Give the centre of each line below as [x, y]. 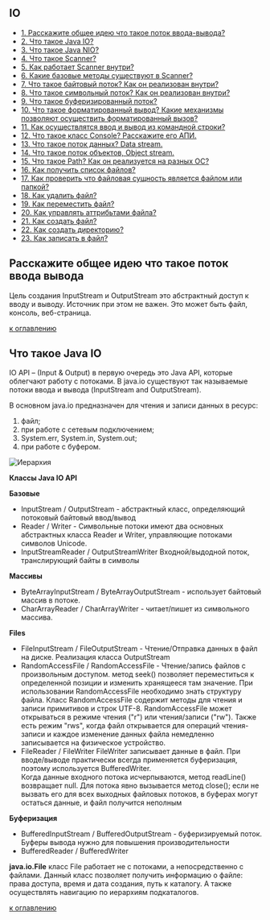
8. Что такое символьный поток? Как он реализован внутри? [125, 93]
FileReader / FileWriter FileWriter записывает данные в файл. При [131, 752]
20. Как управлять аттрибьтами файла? [88, 212]
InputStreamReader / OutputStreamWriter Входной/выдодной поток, [135, 552]
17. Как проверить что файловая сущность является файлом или [131, 178]
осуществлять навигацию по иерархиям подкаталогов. [104, 893]
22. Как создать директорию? [72, 230]
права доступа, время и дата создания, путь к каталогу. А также [121, 884]
